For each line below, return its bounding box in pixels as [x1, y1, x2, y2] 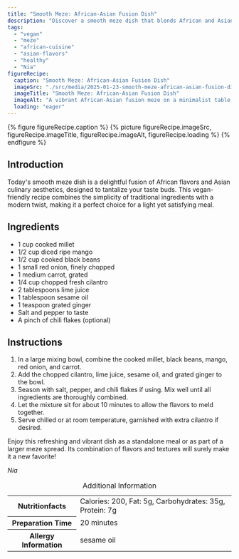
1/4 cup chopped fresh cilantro [17, 277, 108, 286]
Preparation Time [11, 518, 73, 528]
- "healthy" [14, 57, 50, 64]
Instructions [7, 336, 63, 348]
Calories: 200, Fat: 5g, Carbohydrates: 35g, [80, 496, 225, 506]
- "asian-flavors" [14, 51, 69, 58]
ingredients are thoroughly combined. [17, 393, 129, 401]
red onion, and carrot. [17, 363, 82, 371]
